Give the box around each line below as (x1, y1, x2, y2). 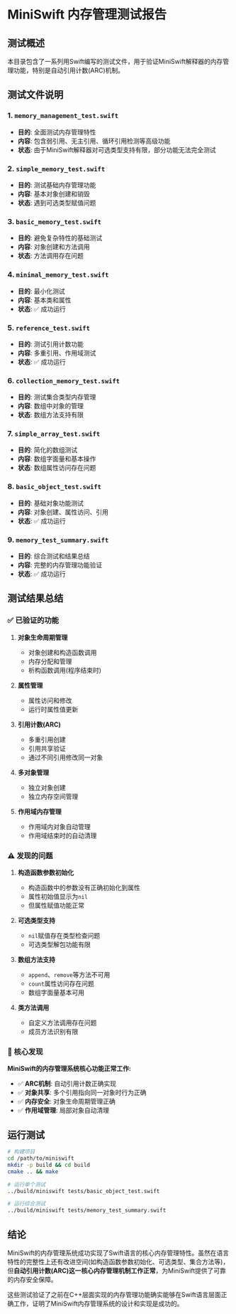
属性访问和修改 (28, 696, 72, 705)
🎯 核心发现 (7, 1047, 44, 1057)
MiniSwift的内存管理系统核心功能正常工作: (7, 1064, 132, 1073)
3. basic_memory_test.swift (7, 216, 101, 226)
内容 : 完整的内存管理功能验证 (17, 561, 103, 570)
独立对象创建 (28, 783, 66, 791)
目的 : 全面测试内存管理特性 (17, 127, 96, 136)
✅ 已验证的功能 (7, 616, 59, 626)
